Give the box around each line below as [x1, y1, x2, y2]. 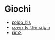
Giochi [4, 3, 31, 14]
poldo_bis [11, 19, 31, 25]
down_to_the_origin [11, 24, 50, 30]
